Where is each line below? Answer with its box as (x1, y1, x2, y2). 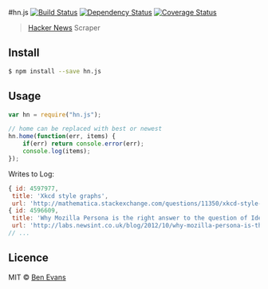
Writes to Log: (8, 168, 54, 179)
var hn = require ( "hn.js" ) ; (8, 110, 102, 119)
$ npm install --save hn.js (8, 67, 102, 75)
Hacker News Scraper (27, 23, 101, 32)
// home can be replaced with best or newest (8, 125, 162, 133)
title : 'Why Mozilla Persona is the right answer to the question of (11, 214, 248, 223)
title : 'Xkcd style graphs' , (11, 192, 109, 200)
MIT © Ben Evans (8, 272, 66, 282)
